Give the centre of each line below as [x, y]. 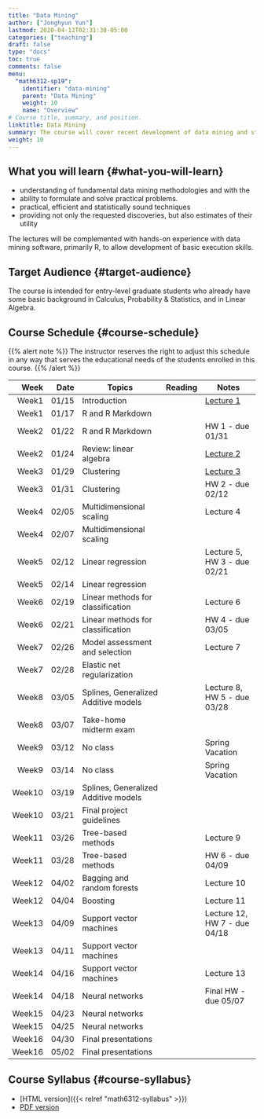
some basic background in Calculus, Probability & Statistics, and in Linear [127, 299]
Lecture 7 [223, 647]
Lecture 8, [224, 687]
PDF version [39, 1107]
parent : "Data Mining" [59, 96]
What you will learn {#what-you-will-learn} [116, 171]
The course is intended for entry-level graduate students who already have [129, 291]
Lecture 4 [223, 512]
